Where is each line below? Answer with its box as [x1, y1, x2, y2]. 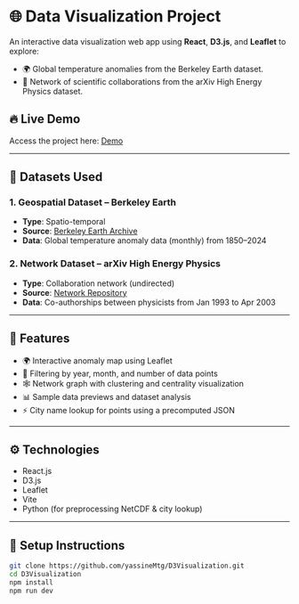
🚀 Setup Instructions [9, 537, 125, 553]
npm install [9, 577, 53, 587]
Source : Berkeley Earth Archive [21, 225, 138, 237]
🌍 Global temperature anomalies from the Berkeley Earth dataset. [21, 63, 264, 74]
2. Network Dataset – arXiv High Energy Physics [9, 257, 221, 270]
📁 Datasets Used [9, 169, 103, 184]
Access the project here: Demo [9, 135, 124, 146]
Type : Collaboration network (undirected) [21, 278, 175, 289]
